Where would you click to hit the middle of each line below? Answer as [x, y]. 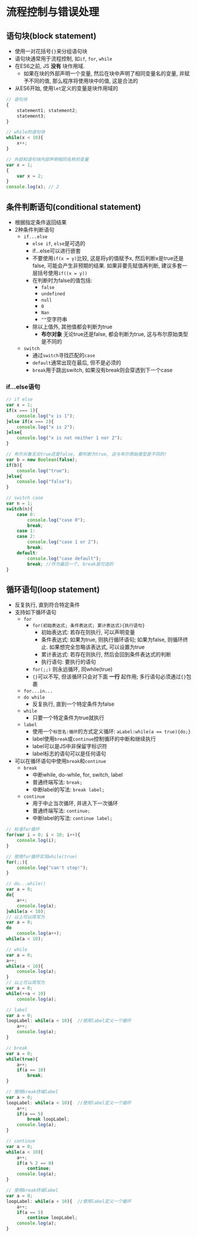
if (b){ [14, 465]
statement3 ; [31, 116]
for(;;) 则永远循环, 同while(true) [73, 669]
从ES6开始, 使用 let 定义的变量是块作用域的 [66, 88]
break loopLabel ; [48, 1119]
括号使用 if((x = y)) [63, 273]
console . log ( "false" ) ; [45, 482]
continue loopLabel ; [52, 1218]
